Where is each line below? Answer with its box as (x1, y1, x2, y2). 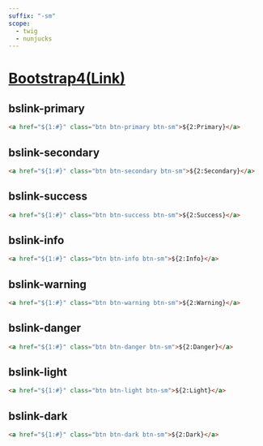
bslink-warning (8, 277, 87, 291)
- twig (15, 27, 38, 35)
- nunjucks (15, 34, 53, 43)
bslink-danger (8, 321, 82, 335)
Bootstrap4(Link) (8, 70, 125, 88)
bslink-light (8, 365, 67, 379)
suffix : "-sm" (8, 11, 57, 20)
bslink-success (8, 190, 87, 204)
